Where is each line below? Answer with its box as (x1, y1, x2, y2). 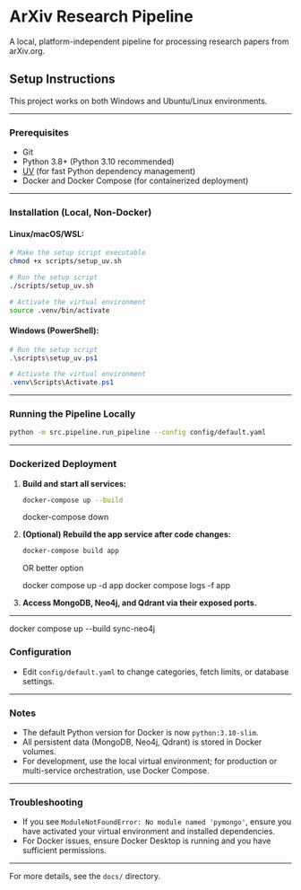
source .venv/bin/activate (9, 305, 110, 315)
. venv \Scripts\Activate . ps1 (9, 378, 115, 387)
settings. (21, 675, 56, 686)
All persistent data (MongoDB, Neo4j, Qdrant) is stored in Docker (21, 736, 262, 747)
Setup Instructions (9, 72, 116, 87)
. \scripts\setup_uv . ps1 (9, 353, 99, 363)
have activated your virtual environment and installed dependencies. (21, 826, 276, 837)
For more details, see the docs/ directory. (9, 871, 161, 882)
